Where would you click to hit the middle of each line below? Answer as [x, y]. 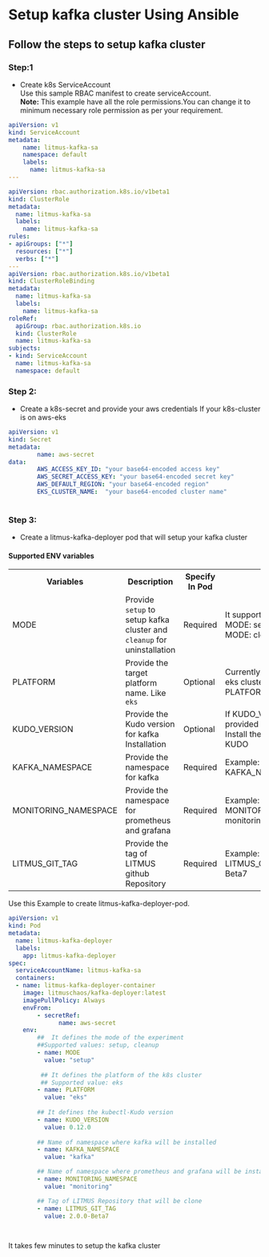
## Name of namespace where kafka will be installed [127, 1142]
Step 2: [23, 391]
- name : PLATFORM [66, 1090]
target [137, 673]
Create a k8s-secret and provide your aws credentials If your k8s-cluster [140, 409]
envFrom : [37, 1008]
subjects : [25, 348]
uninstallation [151, 650]
